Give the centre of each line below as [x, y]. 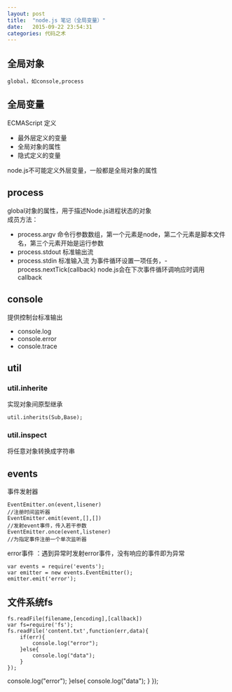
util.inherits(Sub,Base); [45, 418]
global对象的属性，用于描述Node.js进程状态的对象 [80, 211]
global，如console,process [46, 81]
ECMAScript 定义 [32, 123]
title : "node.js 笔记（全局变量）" [57, 20]
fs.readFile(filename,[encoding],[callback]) [75, 619]
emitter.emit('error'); [42, 579]
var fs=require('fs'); [40, 625]
